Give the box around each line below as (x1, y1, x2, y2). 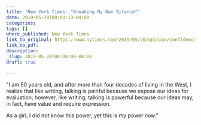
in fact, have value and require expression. (6, 100, 111, 107)
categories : (6, 20, 36, 26)
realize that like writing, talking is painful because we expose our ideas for (6, 87, 189, 94)
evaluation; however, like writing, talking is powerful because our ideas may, (6, 94, 194, 101)
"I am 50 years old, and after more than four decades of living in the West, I (6, 81, 192, 88)
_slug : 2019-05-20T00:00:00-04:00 (6, 53, 93, 59)
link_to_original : (6, 37, 52, 43)
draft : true (6, 59, 36, 65)
